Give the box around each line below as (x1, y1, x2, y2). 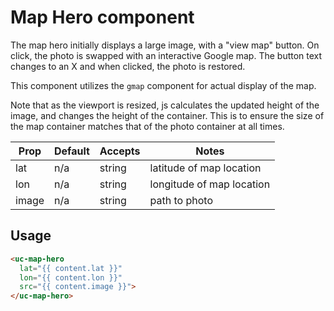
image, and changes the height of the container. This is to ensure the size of (10, 109, 325, 121)
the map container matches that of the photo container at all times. (10, 120, 285, 132)
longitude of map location (149, 177, 271, 191)
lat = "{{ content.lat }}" (19, 263, 123, 273)
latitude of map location (149, 161, 262, 175)
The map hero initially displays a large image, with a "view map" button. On (10, 39, 320, 51)
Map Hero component (10, 6, 195, 29)
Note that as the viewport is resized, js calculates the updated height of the (10, 99, 320, 111)
